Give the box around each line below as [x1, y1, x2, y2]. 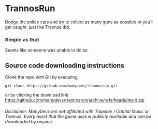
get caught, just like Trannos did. [5, 24, 70, 30]
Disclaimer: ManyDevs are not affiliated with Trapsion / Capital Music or [5, 108, 149, 114]
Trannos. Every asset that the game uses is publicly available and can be [5, 113, 151, 119]
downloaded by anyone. [5, 118, 54, 124]
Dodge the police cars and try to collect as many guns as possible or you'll [5, 19, 154, 25]
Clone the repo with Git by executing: [5, 74, 79, 80]
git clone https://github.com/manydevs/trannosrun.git [5, 83, 118, 89]
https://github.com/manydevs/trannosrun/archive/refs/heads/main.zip [5, 97, 145, 103]
